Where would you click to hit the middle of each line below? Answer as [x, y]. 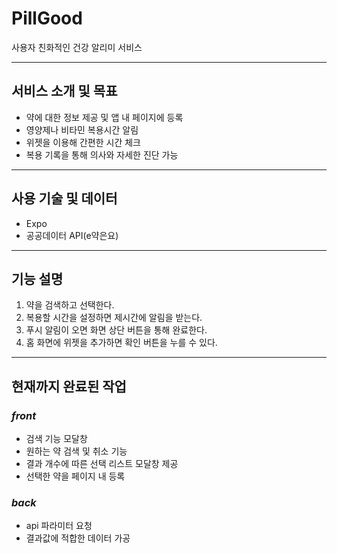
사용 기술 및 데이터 [64, 198]
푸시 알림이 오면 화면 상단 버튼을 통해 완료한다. [116, 330]
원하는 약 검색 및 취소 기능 [76, 451]
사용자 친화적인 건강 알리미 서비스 [77, 47]
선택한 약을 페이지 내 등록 [75, 476]
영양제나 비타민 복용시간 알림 [82, 129]
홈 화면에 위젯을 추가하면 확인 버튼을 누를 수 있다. [121, 343]
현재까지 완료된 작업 [69, 386]
